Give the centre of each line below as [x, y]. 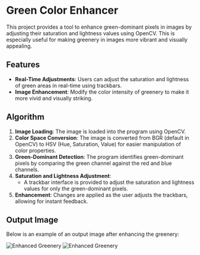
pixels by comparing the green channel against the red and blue [93, 163]
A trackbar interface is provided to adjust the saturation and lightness [109, 182]
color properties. [35, 150]
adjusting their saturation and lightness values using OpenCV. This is [90, 33]
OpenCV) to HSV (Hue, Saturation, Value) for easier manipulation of [98, 144]
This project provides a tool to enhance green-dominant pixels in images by [99, 27]
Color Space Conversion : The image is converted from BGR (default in [102, 137]
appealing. [19, 46]
